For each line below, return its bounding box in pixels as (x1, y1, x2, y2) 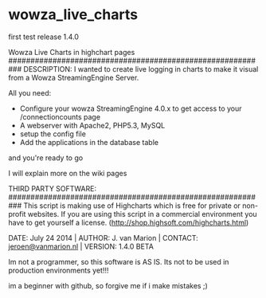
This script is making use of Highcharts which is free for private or (23, 201, 241, 210)
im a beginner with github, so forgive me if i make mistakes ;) (8, 280, 209, 290)
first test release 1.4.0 (8, 32, 80, 41)
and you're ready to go (8, 153, 84, 163)
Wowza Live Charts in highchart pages (8, 47, 135, 57)
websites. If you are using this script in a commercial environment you (27, 209, 257, 218)
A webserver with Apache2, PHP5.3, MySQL (19, 120, 166, 130)
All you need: (8, 88, 52, 97)
